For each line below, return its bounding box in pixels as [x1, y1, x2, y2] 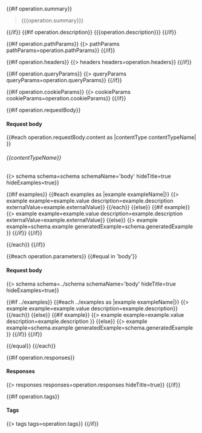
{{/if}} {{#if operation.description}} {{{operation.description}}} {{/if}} [6, 28, 177, 36]
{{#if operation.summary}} [6, 5, 73, 12]
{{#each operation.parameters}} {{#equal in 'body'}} [6, 253, 137, 260]
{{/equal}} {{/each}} [6, 342, 56, 350]
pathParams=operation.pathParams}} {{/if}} [6, 47, 116, 54]
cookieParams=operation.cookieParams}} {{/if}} [6, 95, 126, 102]
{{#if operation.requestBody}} [6, 106, 81, 114]
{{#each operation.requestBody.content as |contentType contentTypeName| [6, 134, 197, 141]
